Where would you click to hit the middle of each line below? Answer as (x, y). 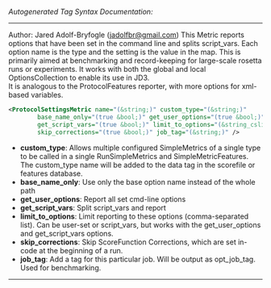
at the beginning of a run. (81, 250)
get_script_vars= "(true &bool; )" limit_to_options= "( (129, 124)
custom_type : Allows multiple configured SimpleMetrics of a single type (140, 148)
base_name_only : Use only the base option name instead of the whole (138, 182)
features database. (51, 173)
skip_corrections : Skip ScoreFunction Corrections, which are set (128, 242)
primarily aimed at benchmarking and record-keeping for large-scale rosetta (135, 61)
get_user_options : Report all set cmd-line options (103, 199)
